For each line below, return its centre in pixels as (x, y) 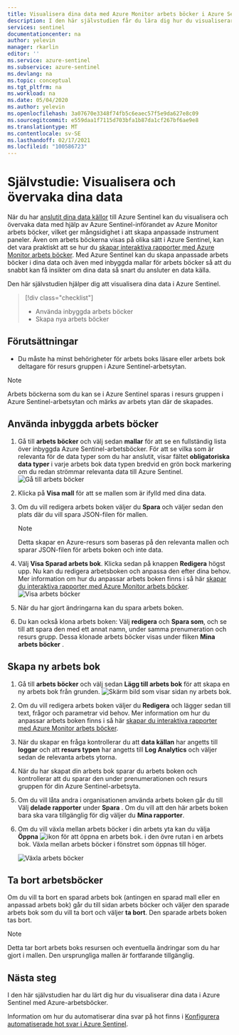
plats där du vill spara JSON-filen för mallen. (83, 514)
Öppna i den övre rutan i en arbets (121, 837)
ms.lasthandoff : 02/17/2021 (49, 140)
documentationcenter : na (44, 34)
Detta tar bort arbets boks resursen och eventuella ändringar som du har (114, 948)
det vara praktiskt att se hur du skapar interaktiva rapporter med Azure (111, 248)
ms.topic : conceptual (39, 80)
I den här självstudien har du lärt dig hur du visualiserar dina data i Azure (114, 995)
